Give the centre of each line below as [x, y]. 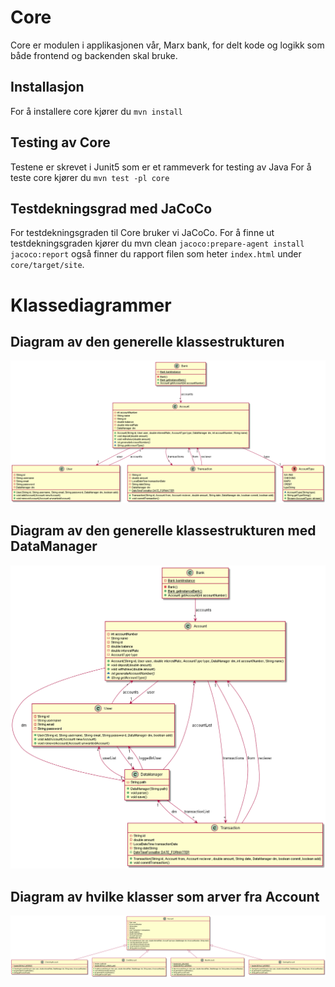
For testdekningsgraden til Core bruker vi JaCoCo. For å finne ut [142, 233]
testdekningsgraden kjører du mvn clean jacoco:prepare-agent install [157, 243]
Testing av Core [60, 142]
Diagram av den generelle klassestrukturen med [163, 531]
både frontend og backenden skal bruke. [94, 55]
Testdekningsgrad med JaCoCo [111, 208]
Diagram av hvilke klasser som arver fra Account [165, 896]
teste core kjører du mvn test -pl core [90, 177]
